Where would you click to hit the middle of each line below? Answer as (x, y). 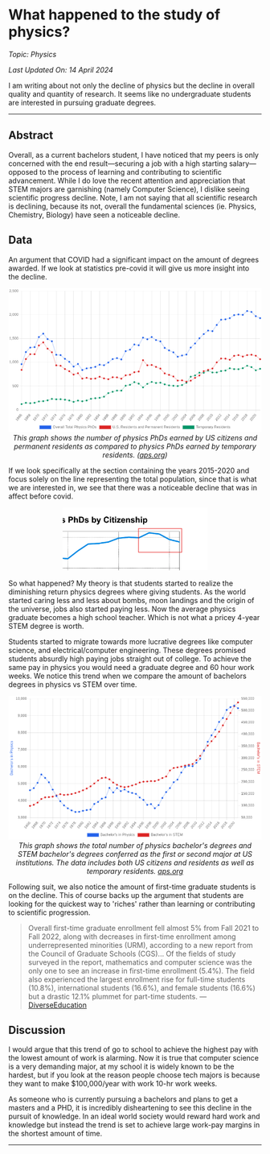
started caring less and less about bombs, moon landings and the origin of (131, 600)
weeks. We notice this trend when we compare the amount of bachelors (127, 676)
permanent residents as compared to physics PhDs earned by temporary (135, 446)
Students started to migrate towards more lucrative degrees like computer (131, 641)
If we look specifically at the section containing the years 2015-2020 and (129, 470)
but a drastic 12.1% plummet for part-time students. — (117, 996)
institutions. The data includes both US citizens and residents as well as (135, 862)
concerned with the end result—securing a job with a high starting (118, 163)
